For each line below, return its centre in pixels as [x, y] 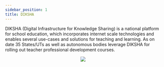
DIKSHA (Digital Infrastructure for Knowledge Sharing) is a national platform [82, 28]
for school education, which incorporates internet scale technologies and [80, 34]
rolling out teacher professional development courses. [60, 50]
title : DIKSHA [20, 14]
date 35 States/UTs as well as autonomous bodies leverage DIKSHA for [78, 44]
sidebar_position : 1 [26, 10]
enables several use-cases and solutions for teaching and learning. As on [80, 39]
